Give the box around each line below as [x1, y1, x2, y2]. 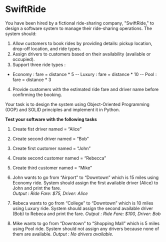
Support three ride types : [12, 61, 66, 67]
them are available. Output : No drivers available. [12, 231, 113, 237]
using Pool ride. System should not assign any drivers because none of [12, 225, 159, 231]
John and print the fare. [12, 185, 61, 191]
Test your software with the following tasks [5, 116, 97, 122]
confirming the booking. [12, 91, 62, 97]
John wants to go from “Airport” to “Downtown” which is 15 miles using [12, 174, 159, 180]
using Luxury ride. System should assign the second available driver [12, 205, 153, 211]
